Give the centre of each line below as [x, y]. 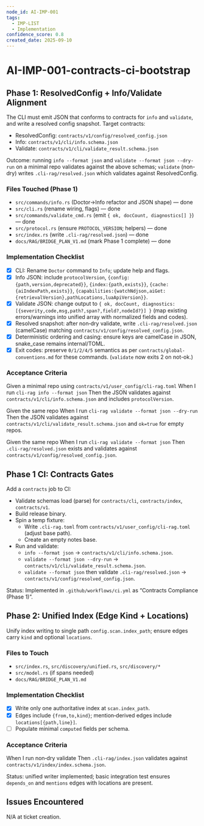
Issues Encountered [45, 802]
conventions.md [34, 357]
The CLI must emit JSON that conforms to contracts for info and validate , [100, 117]
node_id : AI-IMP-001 [33, 12]
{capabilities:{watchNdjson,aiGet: [121, 291]
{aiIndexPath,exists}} [44, 291]
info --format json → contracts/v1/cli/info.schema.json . [99, 553]
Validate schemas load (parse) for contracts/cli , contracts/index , [99, 501]
